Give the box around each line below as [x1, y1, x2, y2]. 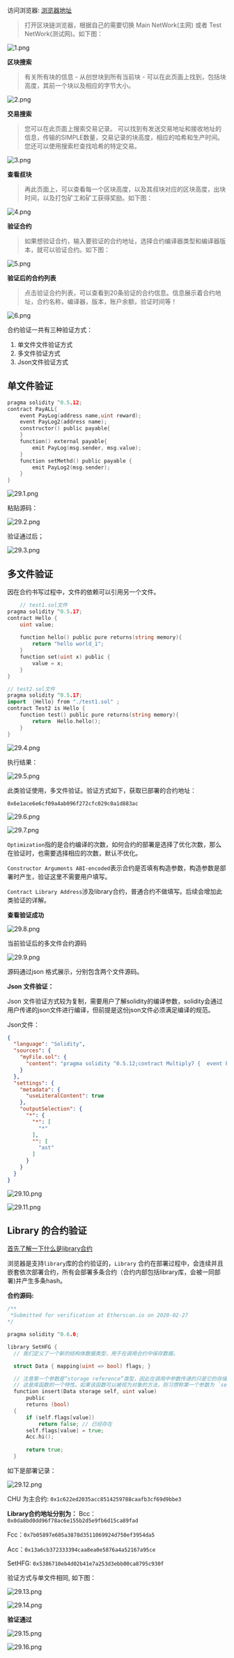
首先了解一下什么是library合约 [7, 1244, 93, 1253]
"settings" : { [13, 1079, 54, 1087]
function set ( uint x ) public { [19, 653, 111, 660]
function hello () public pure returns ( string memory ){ [19, 634, 182, 641]
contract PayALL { [7, 405, 58, 412]
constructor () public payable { [19, 425, 111, 432]
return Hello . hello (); [32, 718, 101, 725]
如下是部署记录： [7, 1466, 56, 1475]
